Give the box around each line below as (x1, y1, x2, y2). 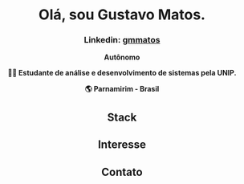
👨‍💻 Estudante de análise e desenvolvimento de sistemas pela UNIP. (7, 68, 237, 78)
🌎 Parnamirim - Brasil (84, 84, 160, 94)
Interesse (98, 138, 146, 152)
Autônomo (104, 52, 140, 62)
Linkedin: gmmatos (83, 35, 161, 46)
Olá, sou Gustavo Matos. (38, 6, 206, 24)
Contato (101, 165, 143, 178)
